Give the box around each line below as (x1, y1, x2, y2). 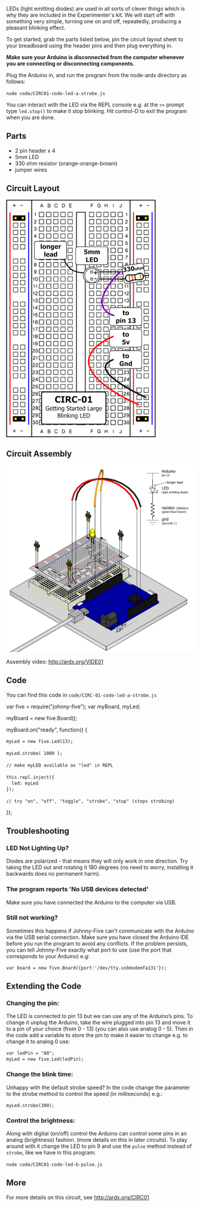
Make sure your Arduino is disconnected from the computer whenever (6, 54, 184, 60)
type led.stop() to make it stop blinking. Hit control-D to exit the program (6, 108, 187, 114)
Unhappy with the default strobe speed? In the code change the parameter (6, 1084, 190, 1091)
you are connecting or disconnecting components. (6, 60, 135, 67)
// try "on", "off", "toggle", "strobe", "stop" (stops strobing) (6, 798, 175, 804)
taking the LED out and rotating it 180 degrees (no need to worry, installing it (6, 864, 194, 871)
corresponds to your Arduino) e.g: (6, 952, 90, 959)
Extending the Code (6, 981, 82, 992)
